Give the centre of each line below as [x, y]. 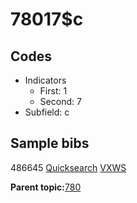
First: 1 [53, 91]
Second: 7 [60, 101]
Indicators [45, 80]
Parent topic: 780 [46, 187]
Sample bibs [50, 143]
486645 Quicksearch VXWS [68, 167]
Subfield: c [47, 112]
